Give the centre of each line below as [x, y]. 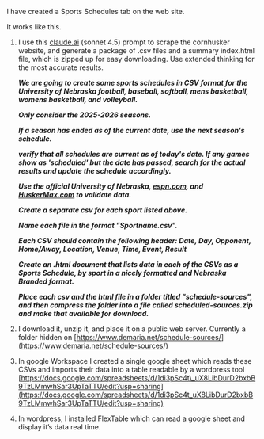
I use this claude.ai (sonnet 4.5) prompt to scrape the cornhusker [124, 42]
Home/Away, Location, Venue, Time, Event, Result [102, 249]
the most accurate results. [60, 67]
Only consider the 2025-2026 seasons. [84, 115]
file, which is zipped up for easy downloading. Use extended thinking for [136, 59]
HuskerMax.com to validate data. [75, 195]
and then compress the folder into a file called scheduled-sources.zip [135, 305]
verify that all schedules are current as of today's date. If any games [134, 154]
